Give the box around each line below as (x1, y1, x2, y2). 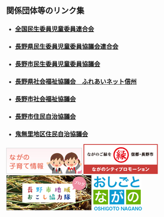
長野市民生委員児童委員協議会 (14, 60, 100, 69)
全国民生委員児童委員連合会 (14, 25, 94, 33)
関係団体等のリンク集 (6, 5, 84, 16)
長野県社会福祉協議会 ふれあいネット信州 (14, 77, 137, 86)
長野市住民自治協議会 (14, 112, 76, 120)
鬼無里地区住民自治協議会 (14, 130, 89, 138)
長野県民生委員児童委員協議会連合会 (14, 42, 119, 51)
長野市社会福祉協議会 (14, 95, 76, 103)
